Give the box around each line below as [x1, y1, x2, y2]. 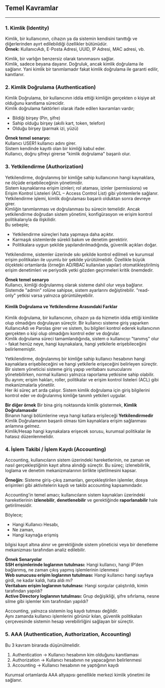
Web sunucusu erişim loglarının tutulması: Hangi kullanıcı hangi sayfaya [5, 572, 154, 578]
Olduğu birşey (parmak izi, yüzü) [12, 125, 79, 131]
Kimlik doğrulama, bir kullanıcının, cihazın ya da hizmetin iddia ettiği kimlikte [5, 315, 159, 321]
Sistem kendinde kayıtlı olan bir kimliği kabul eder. [5, 146, 106, 152]
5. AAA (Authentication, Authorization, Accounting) [5, 631, 132, 638]
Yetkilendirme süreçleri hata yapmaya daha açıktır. [12, 231, 114, 237]
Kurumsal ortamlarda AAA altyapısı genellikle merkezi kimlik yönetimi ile [5, 672, 151, 678]
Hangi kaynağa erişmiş [12, 532, 59, 538]
